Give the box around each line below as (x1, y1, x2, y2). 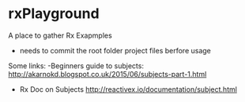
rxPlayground (8, 5, 100, 23)
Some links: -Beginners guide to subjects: (8, 60, 145, 71)
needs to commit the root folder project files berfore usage (19, 46, 212, 55)
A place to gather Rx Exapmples (8, 31, 112, 40)
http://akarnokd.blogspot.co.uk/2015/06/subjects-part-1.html (8, 69, 207, 78)
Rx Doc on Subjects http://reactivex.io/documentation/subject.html (19, 84, 237, 94)
